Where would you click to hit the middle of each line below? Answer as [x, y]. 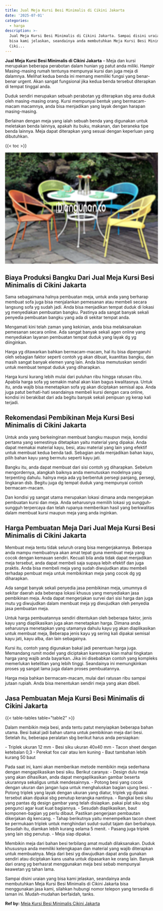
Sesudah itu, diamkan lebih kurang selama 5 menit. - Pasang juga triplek [77, 828]
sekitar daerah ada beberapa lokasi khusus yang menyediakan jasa [72, 593]
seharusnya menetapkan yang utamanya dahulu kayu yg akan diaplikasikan [81, 628]
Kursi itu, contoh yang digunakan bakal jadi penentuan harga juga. [71, 648]
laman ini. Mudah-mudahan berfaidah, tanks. [50, 894]
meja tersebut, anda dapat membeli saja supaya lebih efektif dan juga [74, 563]
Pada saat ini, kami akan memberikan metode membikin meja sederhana [77, 767]
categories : [17, 20]
